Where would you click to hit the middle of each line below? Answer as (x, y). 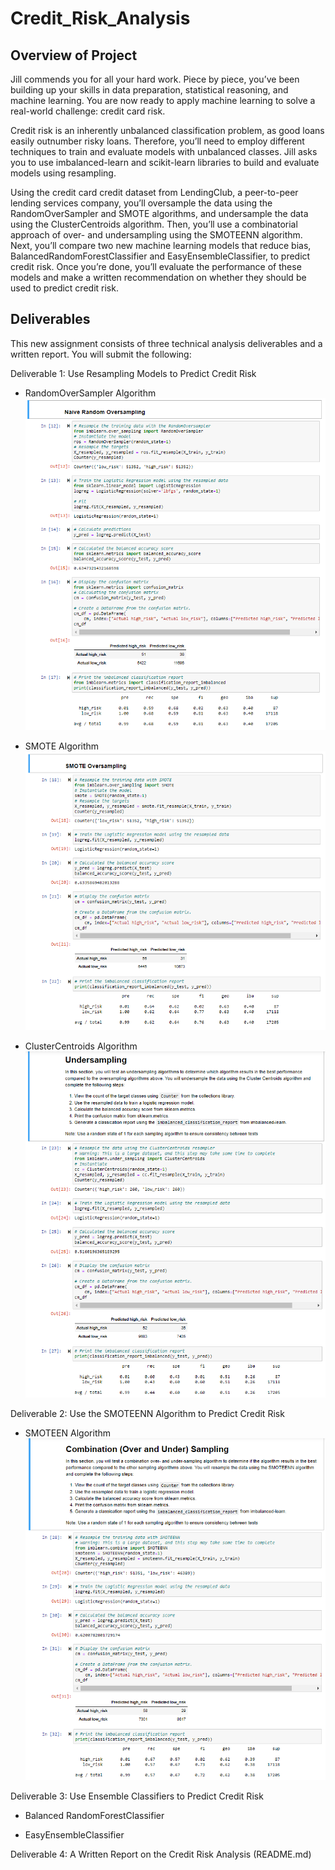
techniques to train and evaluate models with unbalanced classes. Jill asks (164, 151)
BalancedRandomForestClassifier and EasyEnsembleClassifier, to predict (160, 256)
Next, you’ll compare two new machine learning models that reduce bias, (161, 245)
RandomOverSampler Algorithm (90, 393)
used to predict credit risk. (64, 288)
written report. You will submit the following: (101, 354)
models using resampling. (63, 173)
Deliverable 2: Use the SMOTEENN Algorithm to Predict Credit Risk (147, 1413)
